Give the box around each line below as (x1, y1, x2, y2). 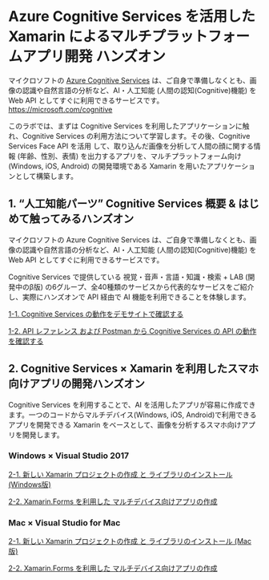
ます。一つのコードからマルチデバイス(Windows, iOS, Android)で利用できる (8, 410, 258, 420)
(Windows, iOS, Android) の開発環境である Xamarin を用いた (8, 161, 207, 171)
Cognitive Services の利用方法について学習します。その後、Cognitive (22, 131, 251, 140)
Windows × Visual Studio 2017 (8, 450, 130, 461)
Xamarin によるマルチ (8, 27, 152, 46)
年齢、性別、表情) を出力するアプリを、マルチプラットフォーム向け (19, 151, 242, 160)
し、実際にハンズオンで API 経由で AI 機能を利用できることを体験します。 (8, 292, 251, 302)
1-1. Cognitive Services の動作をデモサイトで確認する (8, 309, 184, 318)
